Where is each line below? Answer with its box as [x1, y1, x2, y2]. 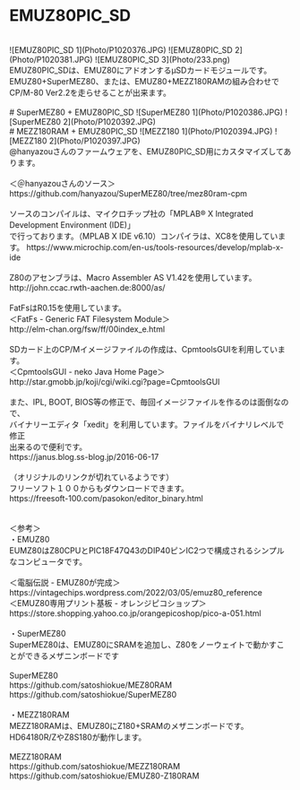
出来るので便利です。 [9, 441, 88, 452]
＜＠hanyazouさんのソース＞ [9, 178, 116, 188]
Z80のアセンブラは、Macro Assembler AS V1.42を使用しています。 [9, 272, 257, 282]
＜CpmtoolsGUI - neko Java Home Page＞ [9, 366, 166, 377]
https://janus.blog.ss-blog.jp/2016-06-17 [9, 451, 159, 462]
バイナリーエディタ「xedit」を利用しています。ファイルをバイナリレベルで [9, 419, 285, 430]
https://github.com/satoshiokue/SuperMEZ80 [9, 689, 177, 699]
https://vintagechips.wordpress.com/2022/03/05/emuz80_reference [9, 586, 262, 597]
